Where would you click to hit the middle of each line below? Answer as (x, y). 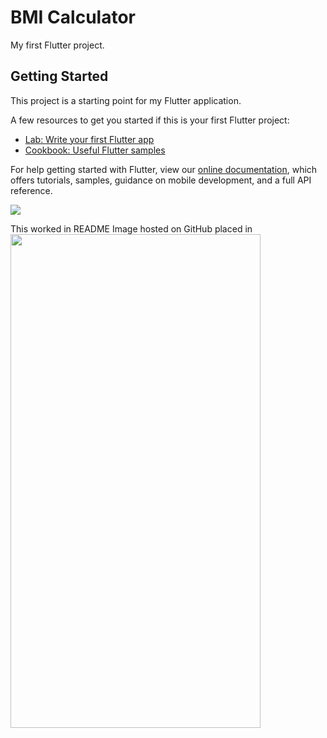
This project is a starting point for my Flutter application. (126, 100)
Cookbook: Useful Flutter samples (95, 150)
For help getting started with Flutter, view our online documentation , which (164, 169)
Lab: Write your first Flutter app (89, 139)
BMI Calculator (73, 17)
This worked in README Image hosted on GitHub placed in (131, 228)
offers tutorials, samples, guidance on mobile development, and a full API (161, 180)
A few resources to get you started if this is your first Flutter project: (150, 120)
